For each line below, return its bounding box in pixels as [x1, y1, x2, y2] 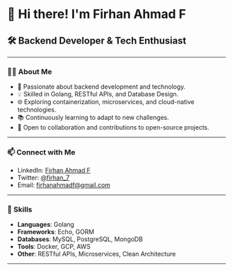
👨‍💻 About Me [7, 67, 52, 76]
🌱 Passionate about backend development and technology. [17, 82, 186, 91]
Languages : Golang [17, 220, 75, 228]
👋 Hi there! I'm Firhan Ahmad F [7, 6, 187, 22]
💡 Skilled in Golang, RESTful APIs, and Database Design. [17, 90, 179, 98]
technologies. [17, 105, 57, 114]
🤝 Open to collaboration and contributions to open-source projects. [17, 123, 209, 132]
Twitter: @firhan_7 [17, 173, 70, 182]
